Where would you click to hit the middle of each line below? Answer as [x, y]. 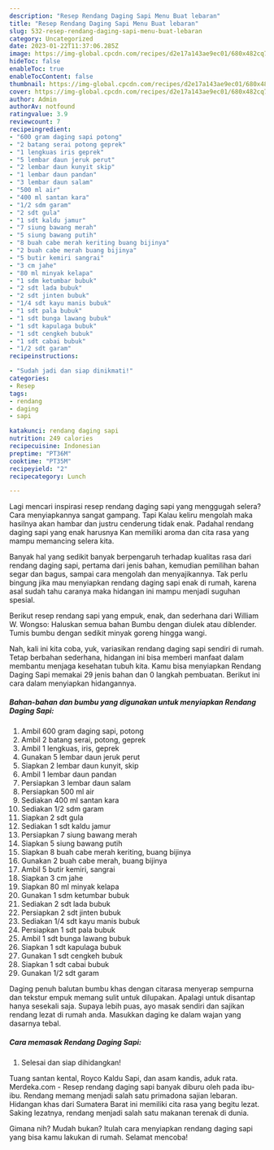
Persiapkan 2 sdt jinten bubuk [71, 913]
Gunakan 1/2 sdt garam [60, 974]
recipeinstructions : [44, 356]
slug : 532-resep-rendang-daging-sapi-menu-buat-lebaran [106, 31]
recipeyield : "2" [39, 468]
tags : [18, 394]
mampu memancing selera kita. [62, 541]
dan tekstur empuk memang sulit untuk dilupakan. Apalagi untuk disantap [132, 998]
